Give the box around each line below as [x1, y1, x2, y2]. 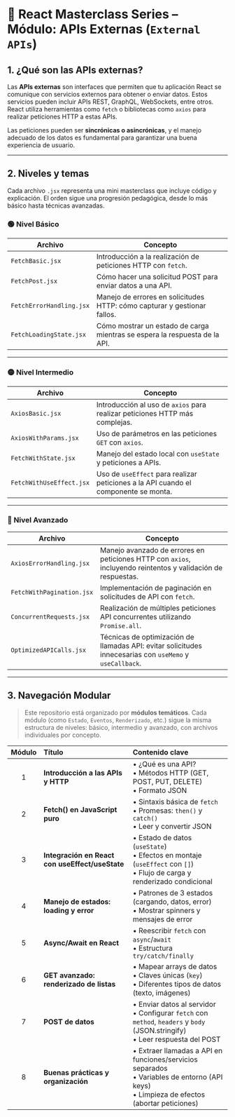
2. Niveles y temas [7, 168, 90, 180]
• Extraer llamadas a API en [132, 1045, 223, 1055]
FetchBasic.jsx [10, 257, 62, 265]
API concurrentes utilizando [100, 611, 191, 621]
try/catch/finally [132, 952, 194, 960]
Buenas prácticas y [43, 1067, 110, 1077]
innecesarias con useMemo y [100, 649, 190, 659]
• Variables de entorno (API [132, 1072, 223, 1082]
